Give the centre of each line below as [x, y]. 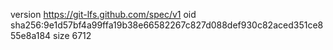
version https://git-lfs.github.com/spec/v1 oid [103, 14]
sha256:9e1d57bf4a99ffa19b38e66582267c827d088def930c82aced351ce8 [167, 25]
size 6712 [72, 35]
